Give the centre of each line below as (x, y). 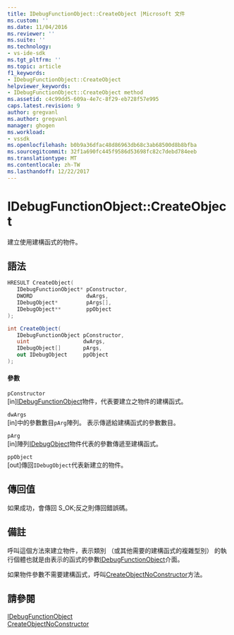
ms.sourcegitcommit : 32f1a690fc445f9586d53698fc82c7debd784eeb (102, 152)
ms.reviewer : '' (31, 34)
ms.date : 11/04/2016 (38, 27)
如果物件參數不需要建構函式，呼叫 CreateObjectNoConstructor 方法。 (107, 574)
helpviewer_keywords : (39, 86)
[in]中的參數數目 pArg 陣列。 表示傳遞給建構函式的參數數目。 (93, 423)
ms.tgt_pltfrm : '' (34, 60)
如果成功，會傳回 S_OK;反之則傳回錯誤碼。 (69, 508)
